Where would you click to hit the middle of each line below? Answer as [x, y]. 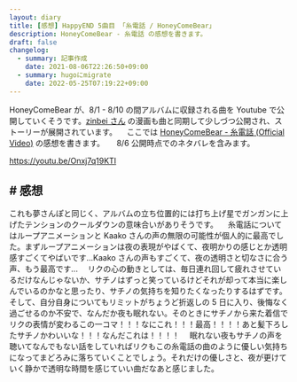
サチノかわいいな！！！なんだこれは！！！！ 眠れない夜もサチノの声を [150, 335]
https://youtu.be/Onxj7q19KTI [63, 160]
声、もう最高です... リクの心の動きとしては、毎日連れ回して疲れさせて [141, 269]
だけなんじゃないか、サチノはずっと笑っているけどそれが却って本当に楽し [152, 280]
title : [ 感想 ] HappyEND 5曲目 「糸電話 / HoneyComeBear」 [112, 26]
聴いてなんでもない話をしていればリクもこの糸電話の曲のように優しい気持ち [148, 347]
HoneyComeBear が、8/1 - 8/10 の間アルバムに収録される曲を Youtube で [143, 109]
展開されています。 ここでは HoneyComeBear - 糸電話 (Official [166, 132]
